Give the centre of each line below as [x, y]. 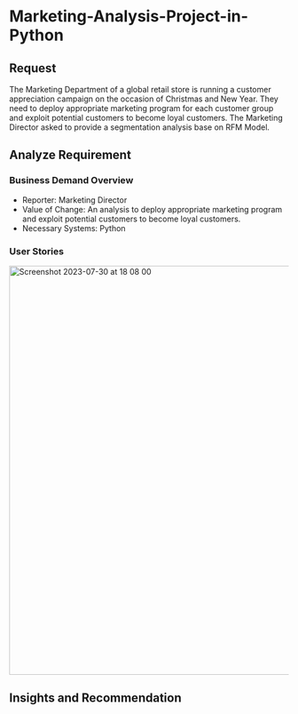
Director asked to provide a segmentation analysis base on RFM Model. [140, 127]
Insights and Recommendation [95, 698]
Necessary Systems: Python [74, 228]
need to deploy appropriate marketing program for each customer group [141, 108]
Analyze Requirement [70, 155]
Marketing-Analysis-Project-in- [129, 16]
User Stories [37, 251]
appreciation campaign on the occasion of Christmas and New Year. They [144, 99]
